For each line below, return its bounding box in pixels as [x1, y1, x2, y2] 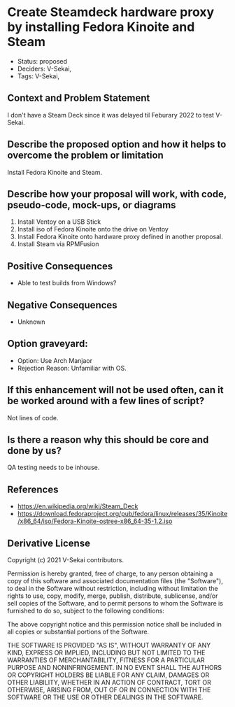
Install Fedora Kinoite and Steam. [7, 168, 103, 176]
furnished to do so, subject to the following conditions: [7, 606, 164, 615]
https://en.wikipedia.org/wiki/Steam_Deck [17, 502, 138, 510]
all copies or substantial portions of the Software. [7, 627, 149, 636]
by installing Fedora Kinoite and [7, 19, 195, 35]
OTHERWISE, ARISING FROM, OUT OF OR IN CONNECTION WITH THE [7, 686, 211, 694]
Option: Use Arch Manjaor [17, 356, 93, 364]
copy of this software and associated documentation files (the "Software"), [7, 577, 224, 585]
